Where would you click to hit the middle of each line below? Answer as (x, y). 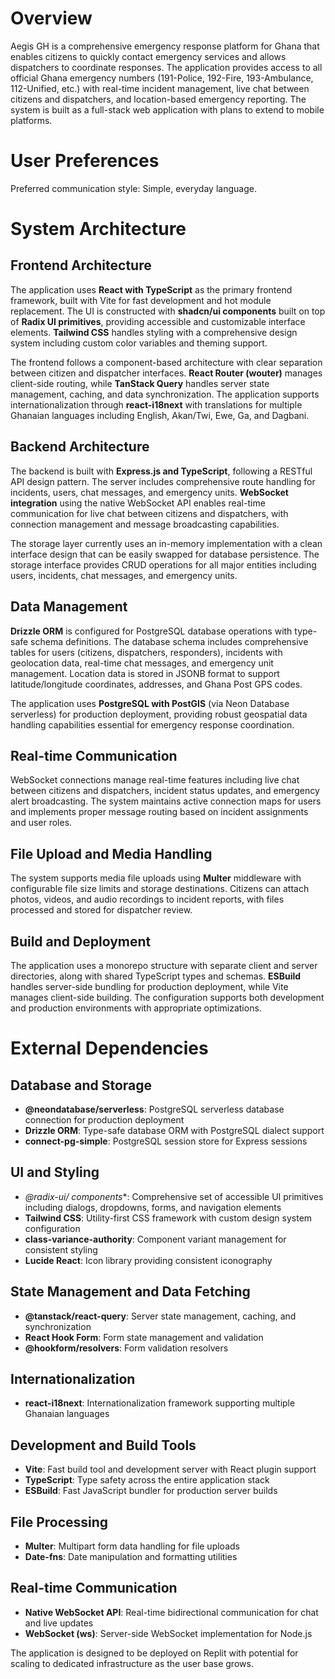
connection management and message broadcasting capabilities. (145, 524)
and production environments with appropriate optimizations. (136, 1008)
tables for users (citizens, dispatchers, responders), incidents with (146, 652)
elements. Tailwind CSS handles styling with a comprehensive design (154, 332)
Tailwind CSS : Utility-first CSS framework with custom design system (168, 1218)
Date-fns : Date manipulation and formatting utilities (131, 1556)
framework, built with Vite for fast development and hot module (141, 300)
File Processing (59, 1522)
